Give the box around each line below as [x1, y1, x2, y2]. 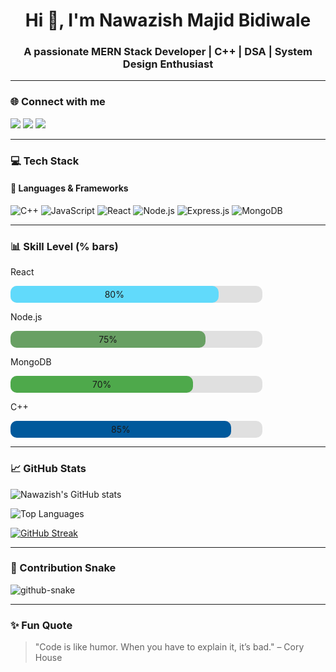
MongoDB [10, 356, 52, 368]
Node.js [10, 311, 43, 323]
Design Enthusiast [122, 57, 214, 71]
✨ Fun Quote [10, 618, 73, 632]
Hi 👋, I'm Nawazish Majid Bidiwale [24, 9, 312, 32]
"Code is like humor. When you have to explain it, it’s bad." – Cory [34, 641, 305, 653]
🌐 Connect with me [10, 95, 106, 109]
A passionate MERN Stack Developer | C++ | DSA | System [23, 45, 313, 59]
